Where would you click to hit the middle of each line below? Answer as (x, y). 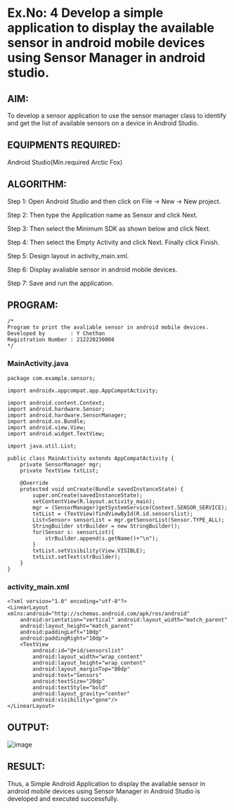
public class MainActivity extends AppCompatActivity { (91, 458)
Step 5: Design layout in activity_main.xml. (68, 255)
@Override (34, 483)
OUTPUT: (28, 727)
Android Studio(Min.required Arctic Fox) (65, 162)
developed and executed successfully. (63, 798)
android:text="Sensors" (67, 676)
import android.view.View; (47, 427)
